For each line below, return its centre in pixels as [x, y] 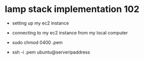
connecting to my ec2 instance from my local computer [70, 32]
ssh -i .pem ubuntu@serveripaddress [51, 52]
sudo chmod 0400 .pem [37, 42]
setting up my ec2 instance [40, 23]
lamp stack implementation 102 [72, 9]
